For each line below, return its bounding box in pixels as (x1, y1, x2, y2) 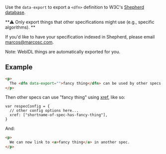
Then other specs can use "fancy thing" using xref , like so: (5, 94, 125, 101)
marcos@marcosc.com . (5, 39, 54, 45)
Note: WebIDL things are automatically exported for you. (5, 49, 120, 54)
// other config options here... (9, 108, 79, 113)
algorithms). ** (5, 24, 36, 30)
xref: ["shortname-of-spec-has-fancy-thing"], (9, 112, 108, 118)
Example (5, 63, 33, 71)
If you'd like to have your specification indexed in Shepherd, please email (5, 34, 155, 40)
